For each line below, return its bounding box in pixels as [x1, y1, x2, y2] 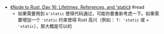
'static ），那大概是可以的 [17, 23, 72, 29]
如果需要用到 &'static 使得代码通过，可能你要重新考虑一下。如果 [17, 11, 155, 16]
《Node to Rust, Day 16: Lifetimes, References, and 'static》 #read [10, 4, 145, 10]
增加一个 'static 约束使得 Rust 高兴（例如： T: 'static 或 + [22, 17, 149, 23]
